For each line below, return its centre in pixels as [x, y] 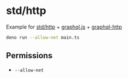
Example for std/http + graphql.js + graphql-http [64, 27]
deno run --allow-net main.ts [43, 37]
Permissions [29, 56]
